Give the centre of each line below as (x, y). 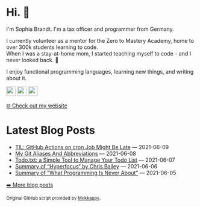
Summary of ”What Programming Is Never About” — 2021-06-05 (95, 173)
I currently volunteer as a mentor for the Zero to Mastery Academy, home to (100, 40)
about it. (17, 78)
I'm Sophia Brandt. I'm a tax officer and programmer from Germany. (90, 29)
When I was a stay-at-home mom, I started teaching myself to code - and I (99, 53)
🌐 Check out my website (37, 106)
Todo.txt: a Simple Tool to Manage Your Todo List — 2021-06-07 (95, 160)
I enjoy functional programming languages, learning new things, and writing (100, 71)
